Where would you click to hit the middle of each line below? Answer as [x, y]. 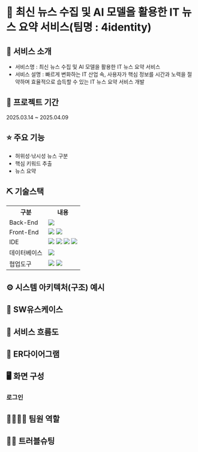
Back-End [24, 222]
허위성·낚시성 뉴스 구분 [41, 156]
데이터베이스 [26, 253]
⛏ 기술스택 [25, 192]
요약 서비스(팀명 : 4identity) [85, 27]
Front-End [24, 233]
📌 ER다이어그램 [33, 354]
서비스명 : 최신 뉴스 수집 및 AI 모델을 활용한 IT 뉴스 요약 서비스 [88, 67]
